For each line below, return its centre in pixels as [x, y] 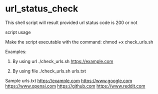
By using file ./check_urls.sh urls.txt [49, 71]
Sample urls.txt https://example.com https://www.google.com [69, 80]
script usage [18, 32]
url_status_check [42, 9]
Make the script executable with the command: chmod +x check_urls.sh [79, 42]
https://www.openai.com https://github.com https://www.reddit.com [75, 86]
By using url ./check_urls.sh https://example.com [63, 61]
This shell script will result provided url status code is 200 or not [71, 22]
